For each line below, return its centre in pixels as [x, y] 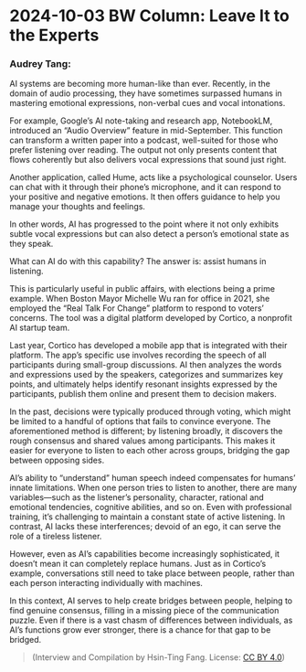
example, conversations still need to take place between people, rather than [152, 573]
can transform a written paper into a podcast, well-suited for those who [144, 140]
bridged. [26, 640]
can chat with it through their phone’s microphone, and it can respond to [145, 187]
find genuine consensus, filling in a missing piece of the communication [144, 611]
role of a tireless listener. [56, 537]
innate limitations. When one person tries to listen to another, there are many [153, 488]
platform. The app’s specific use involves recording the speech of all [138, 355]
